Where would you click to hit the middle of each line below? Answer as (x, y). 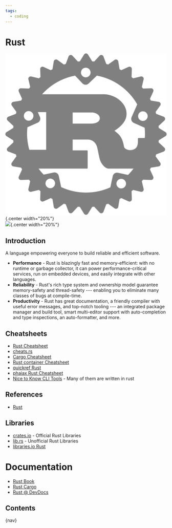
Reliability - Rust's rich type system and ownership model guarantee (85, 285)
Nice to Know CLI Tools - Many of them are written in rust (73, 378)
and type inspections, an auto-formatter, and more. (67, 318)
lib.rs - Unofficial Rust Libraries (45, 441)
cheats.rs (23, 351)
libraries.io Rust (29, 446)
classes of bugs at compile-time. (47, 296)
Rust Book (24, 481)
